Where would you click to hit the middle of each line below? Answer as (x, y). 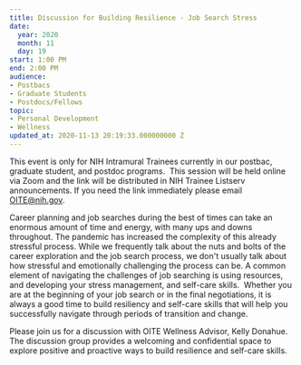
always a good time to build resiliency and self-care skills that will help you (149, 303)
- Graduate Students (49, 93)
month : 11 (36, 43)
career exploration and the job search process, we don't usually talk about (148, 255)
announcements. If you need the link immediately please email (126, 190)
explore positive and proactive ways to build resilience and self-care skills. (148, 351)
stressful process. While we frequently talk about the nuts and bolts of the (148, 246)
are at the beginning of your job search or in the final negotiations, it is (141, 294)
